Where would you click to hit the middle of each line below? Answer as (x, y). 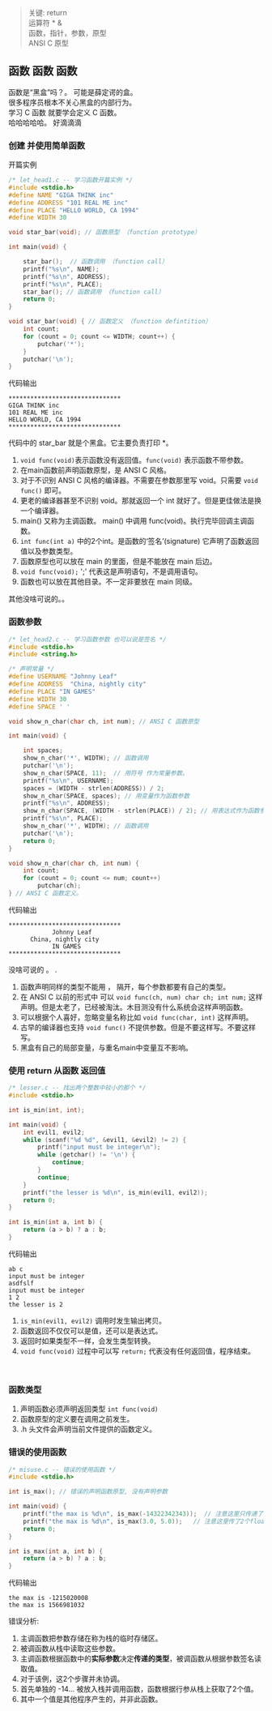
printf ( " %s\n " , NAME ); (61, 269)
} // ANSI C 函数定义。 (45, 894)
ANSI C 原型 (48, 43)
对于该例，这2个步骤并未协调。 (72, 1679)
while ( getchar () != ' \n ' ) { (87, 1155)
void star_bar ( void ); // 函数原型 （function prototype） (104, 233)
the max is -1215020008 (49, 1598)
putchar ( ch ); (59, 886)
